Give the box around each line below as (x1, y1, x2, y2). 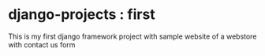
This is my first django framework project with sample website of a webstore (8, 32, 257, 41)
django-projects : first (8, 6, 155, 24)
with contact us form (8, 39, 76, 49)
